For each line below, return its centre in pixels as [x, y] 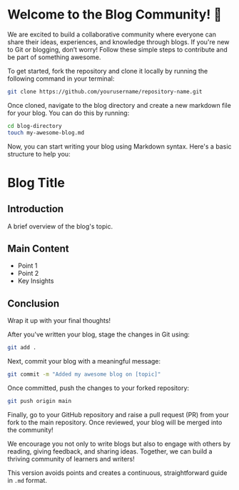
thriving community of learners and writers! [71, 459]
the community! [30, 430]
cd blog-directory [35, 126]
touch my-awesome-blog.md [46, 132]
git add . [22, 348]
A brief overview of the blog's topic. [60, 226]
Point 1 [27, 266]
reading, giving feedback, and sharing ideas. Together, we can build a [110, 451]
